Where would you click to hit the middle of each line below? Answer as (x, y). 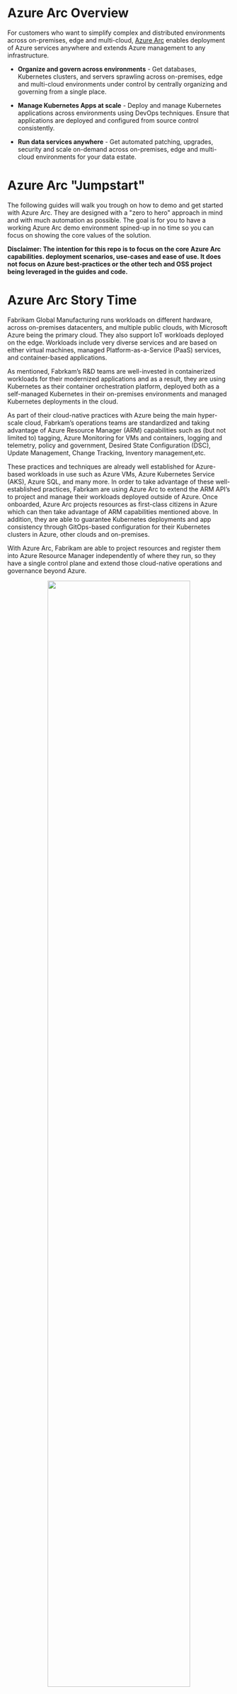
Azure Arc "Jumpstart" (76, 185)
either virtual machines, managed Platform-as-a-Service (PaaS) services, (114, 350)
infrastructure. (28, 55)
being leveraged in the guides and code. (68, 272)
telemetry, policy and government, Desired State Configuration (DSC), (109, 445)
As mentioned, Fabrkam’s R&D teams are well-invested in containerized (111, 371)
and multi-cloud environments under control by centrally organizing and (122, 84)
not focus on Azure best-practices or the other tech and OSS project (110, 264)
